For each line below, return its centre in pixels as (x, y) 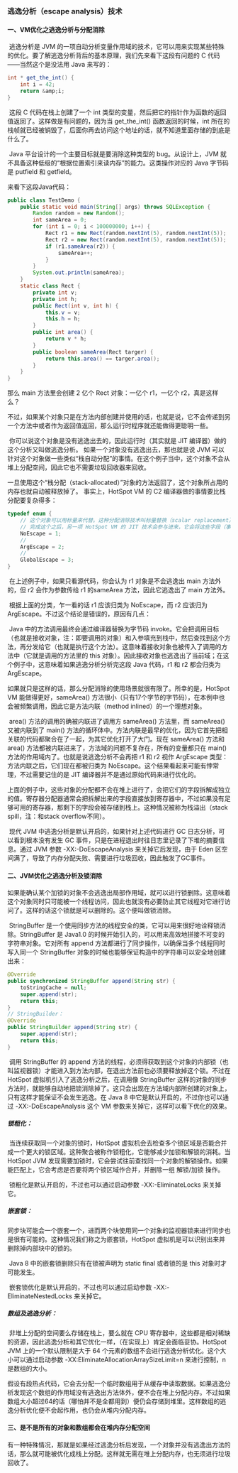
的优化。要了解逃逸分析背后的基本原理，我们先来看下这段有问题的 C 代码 (114, 55)
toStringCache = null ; (53, 988)
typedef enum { (30, 514)
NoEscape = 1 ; (41, 533)
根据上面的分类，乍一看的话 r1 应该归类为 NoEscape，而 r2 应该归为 (108, 605)
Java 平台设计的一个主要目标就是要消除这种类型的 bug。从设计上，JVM (114, 153)
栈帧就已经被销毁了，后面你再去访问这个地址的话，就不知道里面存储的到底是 (119, 130)
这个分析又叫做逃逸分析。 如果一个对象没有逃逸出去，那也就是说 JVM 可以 (116, 450)
